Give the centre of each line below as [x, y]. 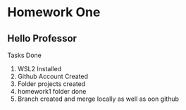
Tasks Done [25, 55]
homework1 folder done [52, 91]
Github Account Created [52, 76]
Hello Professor [42, 38]
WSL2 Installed [39, 69]
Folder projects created [51, 84]
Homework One [54, 12]
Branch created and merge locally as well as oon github [98, 99]
